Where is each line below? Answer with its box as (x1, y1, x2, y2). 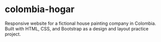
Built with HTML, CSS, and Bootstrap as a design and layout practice (5, 25, 149, 31)
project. (5, 31, 21, 37)
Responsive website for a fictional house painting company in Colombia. (5, 20, 156, 26)
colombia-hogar (5, 4, 75, 15)
